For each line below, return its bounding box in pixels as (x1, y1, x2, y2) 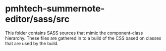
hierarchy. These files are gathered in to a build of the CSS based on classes (5, 35, 162, 41)
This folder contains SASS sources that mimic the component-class (5, 30, 143, 36)
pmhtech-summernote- (5, 3, 105, 14)
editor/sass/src (5, 13, 70, 25)
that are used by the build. (5, 40, 58, 46)
